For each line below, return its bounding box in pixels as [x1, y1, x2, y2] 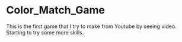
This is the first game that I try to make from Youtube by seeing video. [6, 23, 177, 30]
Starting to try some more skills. [6, 29, 84, 36]
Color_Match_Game [6, 3, 106, 17]
